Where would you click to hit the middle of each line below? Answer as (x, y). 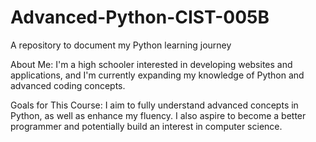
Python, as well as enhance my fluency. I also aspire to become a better (158, 115)
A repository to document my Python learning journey (121, 45)
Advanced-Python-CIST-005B (140, 17)
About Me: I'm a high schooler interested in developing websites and (151, 64)
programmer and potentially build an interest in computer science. (146, 126)
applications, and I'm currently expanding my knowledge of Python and (157, 75)
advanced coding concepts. (68, 85)
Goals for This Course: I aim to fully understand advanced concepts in (154, 105)
